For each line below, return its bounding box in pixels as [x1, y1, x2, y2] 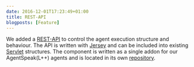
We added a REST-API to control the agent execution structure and [6, 36, 169, 43]
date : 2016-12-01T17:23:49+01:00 [6, 8, 89, 15]
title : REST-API [6, 14, 46, 20]
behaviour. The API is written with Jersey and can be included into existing [6, 42, 189, 49]
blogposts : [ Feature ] [6, 19, 60, 25]
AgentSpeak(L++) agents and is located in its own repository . [6, 54, 156, 62]
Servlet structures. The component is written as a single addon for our [6, 48, 178, 55]
